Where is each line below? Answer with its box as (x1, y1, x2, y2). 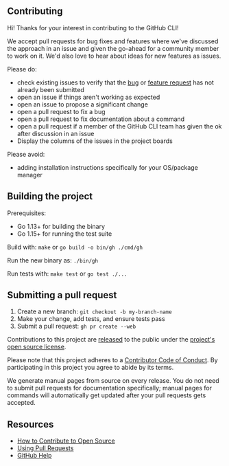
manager (16, 170, 43, 179)
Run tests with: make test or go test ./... (7, 269, 128, 278)
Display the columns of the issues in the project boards (16, 137, 173, 145)
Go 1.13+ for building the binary (16, 222, 105, 230)
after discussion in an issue (16, 129, 95, 137)
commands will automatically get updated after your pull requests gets (7, 391, 206, 399)
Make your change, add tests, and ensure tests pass (16, 315, 166, 323)
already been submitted (16, 85, 84, 93)
